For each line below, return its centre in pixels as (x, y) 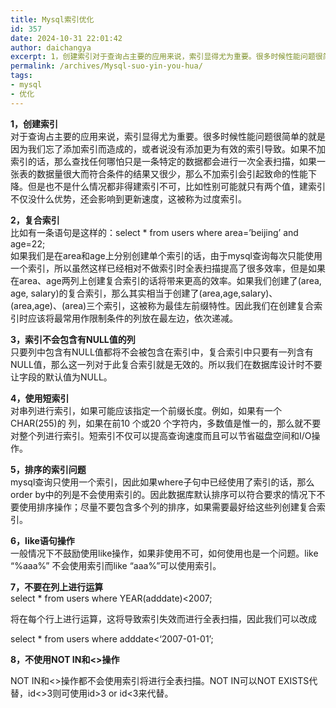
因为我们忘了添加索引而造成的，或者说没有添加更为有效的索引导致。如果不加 (168, 148)
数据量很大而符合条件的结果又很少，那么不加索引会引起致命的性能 (172, 173)
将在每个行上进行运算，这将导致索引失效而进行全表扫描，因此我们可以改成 (163, 618)
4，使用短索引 (40, 398)
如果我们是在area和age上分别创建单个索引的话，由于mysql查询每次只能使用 (166, 255)
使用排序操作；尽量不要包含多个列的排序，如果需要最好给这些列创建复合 (167, 507)
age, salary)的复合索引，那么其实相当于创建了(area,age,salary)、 (144, 293)
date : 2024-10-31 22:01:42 (66, 38)
